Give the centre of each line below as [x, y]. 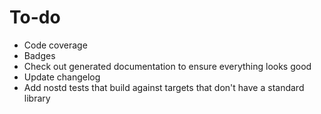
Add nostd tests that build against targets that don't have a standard [164, 87]
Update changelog [62, 77]
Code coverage [55, 45]
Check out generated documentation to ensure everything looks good [167, 66]
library [37, 98]
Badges [39, 55]
